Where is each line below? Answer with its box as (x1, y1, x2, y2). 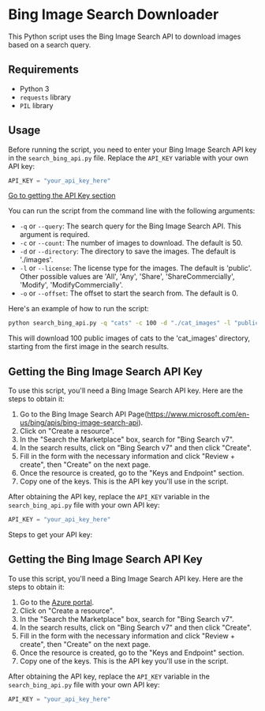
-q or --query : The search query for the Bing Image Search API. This (19, 221, 242, 231)
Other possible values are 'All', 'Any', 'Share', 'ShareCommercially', (19, 272, 235, 281)
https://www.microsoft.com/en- (147, 409, 250, 419)
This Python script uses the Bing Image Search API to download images (8, 32, 241, 41)
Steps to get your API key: (8, 530, 93, 539)
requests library (19, 92, 71, 102)
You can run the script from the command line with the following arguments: (8, 206, 256, 216)
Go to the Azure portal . (19, 597, 95, 607)
